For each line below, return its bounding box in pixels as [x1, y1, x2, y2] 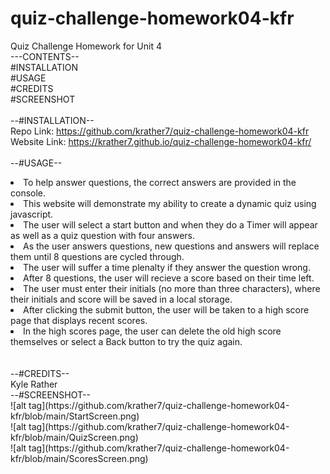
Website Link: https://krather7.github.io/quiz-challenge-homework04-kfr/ [10, 135, 312, 147]
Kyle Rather [10, 378, 58, 390]
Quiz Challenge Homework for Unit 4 [10, 40, 163, 52]
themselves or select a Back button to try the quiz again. [10, 335, 243, 347]
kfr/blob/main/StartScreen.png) [10, 410, 140, 422]
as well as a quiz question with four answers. [10, 229, 196, 241]
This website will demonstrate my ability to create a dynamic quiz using [23, 197, 317, 209]
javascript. [10, 208, 54, 220]
